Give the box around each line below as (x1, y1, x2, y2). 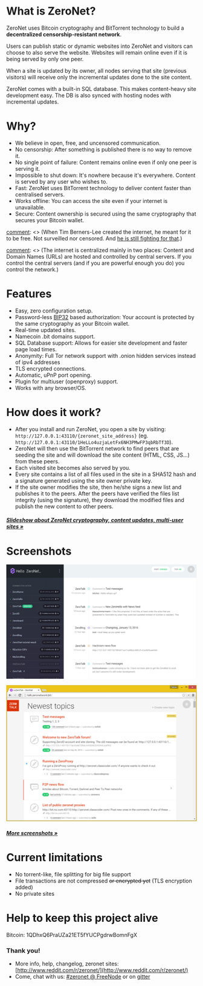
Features (6, 287, 52, 301)
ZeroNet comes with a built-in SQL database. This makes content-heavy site (6, 85, 196, 92)
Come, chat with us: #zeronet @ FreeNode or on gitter (14, 973, 150, 981)
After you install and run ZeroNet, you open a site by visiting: (14, 425, 166, 432)
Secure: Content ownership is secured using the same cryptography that (14, 210, 196, 217)
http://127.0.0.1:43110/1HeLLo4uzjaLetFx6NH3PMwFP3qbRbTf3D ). (14, 438, 173, 446)
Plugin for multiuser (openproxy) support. (14, 377, 119, 385)
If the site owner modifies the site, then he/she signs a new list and (14, 483, 182, 491)
